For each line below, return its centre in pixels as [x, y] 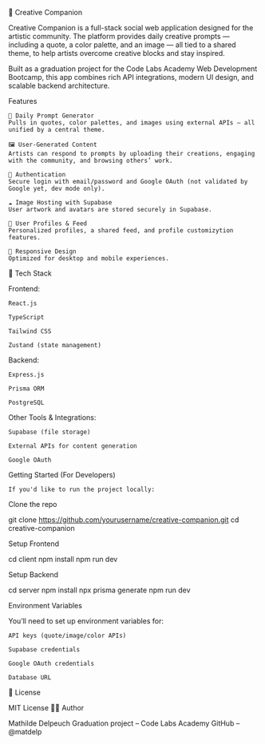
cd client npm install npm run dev [63, 559]
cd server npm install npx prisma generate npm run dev [99, 590]
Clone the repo [33, 504]
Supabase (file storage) [49, 432]
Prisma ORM [26, 389]
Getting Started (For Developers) [62, 475]
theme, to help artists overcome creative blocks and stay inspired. [117, 53]
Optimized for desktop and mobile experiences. [89, 259]
